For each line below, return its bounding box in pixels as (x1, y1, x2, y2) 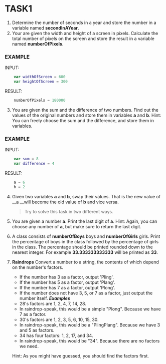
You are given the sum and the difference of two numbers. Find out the (12, 107, 158, 113)
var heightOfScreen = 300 (14, 79, 68, 84)
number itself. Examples (19, 295, 71, 301)
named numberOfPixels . (12, 41, 64, 47)
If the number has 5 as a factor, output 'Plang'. (19, 279, 115, 285)
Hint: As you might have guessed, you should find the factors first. (12, 352, 149, 358)
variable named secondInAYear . (12, 25, 79, 31)
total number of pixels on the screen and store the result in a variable (12, 36, 155, 42)
